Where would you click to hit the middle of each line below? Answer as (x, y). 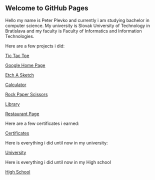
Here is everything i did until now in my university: (57, 142)
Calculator (16, 84)
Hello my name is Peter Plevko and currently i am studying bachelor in (77, 20)
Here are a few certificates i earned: (42, 123)
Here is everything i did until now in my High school (58, 162)
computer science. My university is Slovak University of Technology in (78, 25)
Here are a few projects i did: (35, 46)
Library (12, 104)
